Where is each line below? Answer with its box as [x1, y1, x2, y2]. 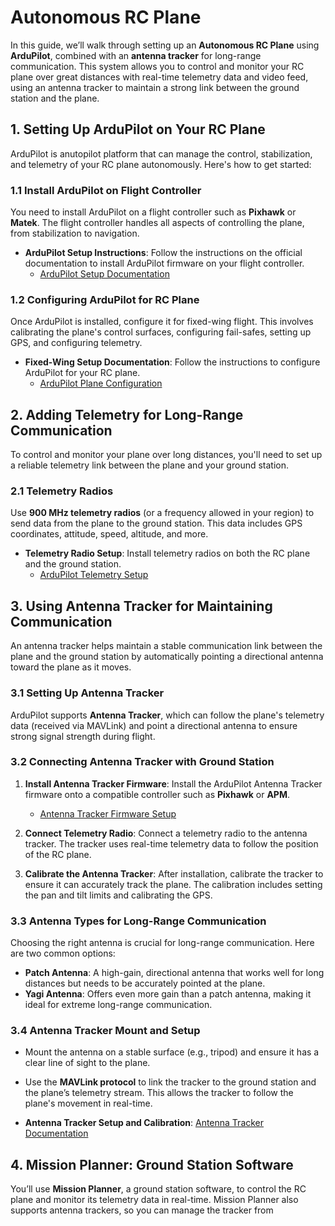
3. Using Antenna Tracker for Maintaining [10, 597, 273, 615]
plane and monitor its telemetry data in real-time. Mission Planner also [10, 1194, 299, 1206]
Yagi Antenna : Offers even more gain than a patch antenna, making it [24, 988, 312, 1000]
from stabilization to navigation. [10, 227, 140, 240]
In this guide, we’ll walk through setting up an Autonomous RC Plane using [10, 39, 320, 51]
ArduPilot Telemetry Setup [39, 569, 149, 581]
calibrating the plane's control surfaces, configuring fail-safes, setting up [10, 326, 312, 338]
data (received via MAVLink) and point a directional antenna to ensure [10, 719, 298, 731]
